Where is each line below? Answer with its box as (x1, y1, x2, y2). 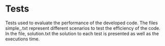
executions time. (5, 36, 40, 42)
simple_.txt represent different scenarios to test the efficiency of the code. (5, 25, 161, 31)
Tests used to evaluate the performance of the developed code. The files (5, 20, 158, 26)
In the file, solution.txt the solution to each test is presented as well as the (5, 30, 159, 36)
